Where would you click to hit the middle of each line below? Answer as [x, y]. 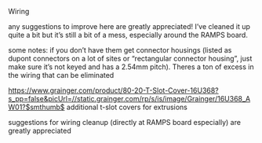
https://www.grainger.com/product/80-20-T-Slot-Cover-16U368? [114, 90]
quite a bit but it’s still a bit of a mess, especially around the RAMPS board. [128, 35]
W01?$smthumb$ [36, 107]
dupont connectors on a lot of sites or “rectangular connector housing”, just [130, 59]
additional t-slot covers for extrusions [127, 107]
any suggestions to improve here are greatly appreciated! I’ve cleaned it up [129, 26]
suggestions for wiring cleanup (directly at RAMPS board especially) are [125, 122]
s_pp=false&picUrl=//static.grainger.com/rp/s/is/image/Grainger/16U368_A [129, 99]
